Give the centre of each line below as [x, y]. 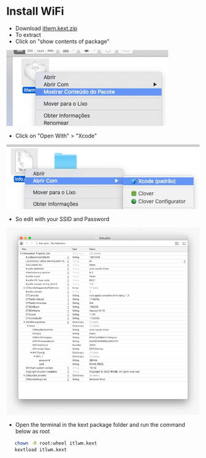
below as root [32, 432]
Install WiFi [35, 11]
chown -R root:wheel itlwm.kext [56, 443]
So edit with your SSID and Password [62, 219]
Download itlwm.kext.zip [46, 28]
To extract [28, 34]
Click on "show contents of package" [62, 41]
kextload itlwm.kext [41, 449]
